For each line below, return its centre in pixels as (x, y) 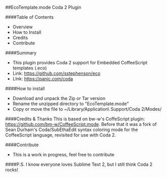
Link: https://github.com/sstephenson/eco (56, 73)
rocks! (12, 170)
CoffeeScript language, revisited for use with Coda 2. (61, 135)
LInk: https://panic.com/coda (43, 79)
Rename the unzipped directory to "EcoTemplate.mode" (71, 104)
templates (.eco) (30, 68)
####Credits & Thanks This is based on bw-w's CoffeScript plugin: (75, 119)
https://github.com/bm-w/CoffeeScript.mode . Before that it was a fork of (81, 124)
